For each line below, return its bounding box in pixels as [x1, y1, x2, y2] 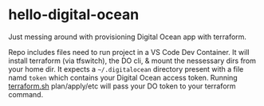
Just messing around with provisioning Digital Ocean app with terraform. [8, 32, 247, 41]
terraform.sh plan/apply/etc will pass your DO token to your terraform [8, 81, 237, 91]
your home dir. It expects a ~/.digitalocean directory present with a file [8, 64, 244, 73]
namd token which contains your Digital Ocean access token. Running [8, 73, 238, 82]
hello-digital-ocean [8, 6, 140, 24]
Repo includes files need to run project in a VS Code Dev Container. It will [8, 47, 250, 57]
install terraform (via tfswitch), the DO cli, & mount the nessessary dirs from [8, 56, 257, 65]
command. [8, 89, 44, 99]
